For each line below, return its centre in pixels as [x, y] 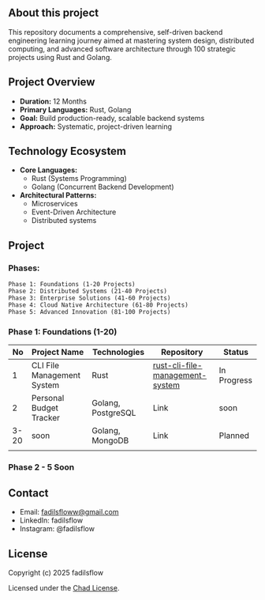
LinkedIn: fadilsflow [51, 520]
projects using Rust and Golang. [60, 57]
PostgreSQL [114, 413]
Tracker [46, 418]
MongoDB [110, 440]
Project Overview [52, 82]
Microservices [54, 204]
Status [236, 353]
